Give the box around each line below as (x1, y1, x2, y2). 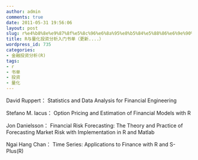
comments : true (6, 14, 44, 20)
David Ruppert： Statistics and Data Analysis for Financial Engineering (6, 97, 177, 104)
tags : (6, 58, 19, 64)
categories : (6, 47, 35, 53)
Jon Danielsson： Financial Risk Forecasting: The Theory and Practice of (6, 122, 183, 129)
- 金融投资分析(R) (6, 53, 46, 58)
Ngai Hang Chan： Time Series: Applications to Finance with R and (6, 141, 169, 148)
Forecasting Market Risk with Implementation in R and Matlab (6, 129, 155, 136)
